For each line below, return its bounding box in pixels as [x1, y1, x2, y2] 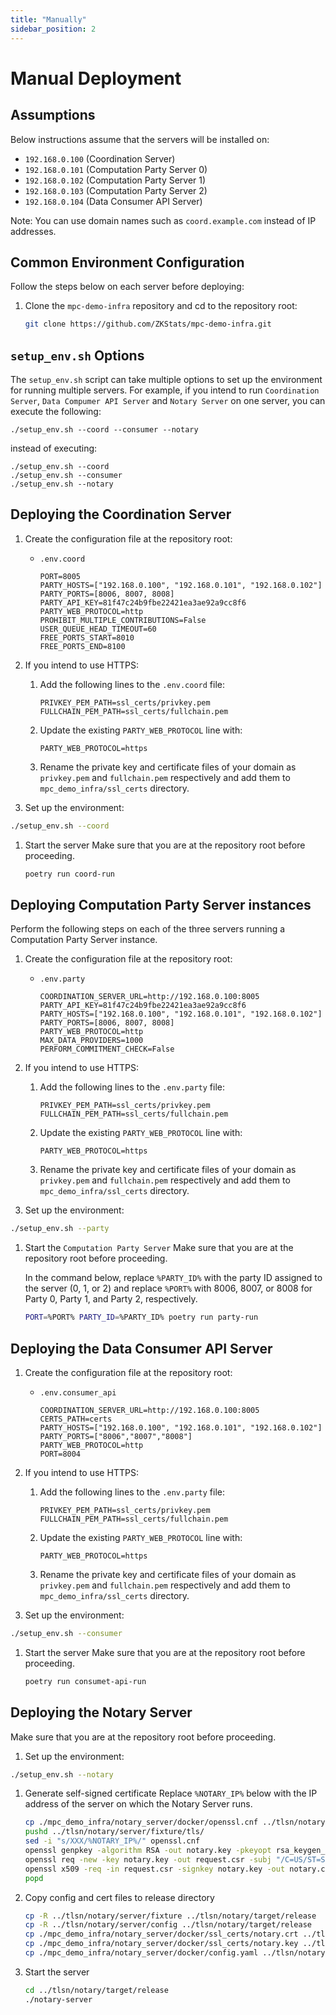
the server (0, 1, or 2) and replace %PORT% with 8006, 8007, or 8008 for [24, 1282, 313, 1295]
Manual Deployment [10, 67, 182, 90]
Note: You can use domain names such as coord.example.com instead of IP [10, 214, 317, 226]
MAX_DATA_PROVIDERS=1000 [39, 1036, 144, 1046]
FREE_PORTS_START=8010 [39, 632, 135, 643]
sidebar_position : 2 [10, 24, 97, 34]
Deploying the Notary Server [10, 1704, 193, 1721]
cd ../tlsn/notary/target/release [24, 1985, 169, 1995]
